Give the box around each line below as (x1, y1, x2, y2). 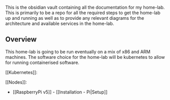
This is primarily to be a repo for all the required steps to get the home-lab (5, 10, 160, 16)
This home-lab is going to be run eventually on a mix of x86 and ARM (5, 48, 151, 55)
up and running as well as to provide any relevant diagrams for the (5, 15, 144, 21)
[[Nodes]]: (5, 79, 27, 85)
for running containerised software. (5, 59, 80, 65)
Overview (5, 35, 37, 44)
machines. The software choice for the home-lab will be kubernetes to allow (5, 54, 165, 60)
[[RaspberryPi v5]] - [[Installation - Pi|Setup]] (12, 89, 108, 95)
